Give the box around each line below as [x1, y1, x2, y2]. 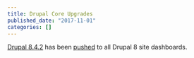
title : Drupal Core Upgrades [7, 10, 93, 18]
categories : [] [7, 23, 52, 30]
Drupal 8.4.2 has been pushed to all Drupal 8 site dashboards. [7, 43, 188, 52]
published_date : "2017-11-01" [7, 17, 97, 24]
